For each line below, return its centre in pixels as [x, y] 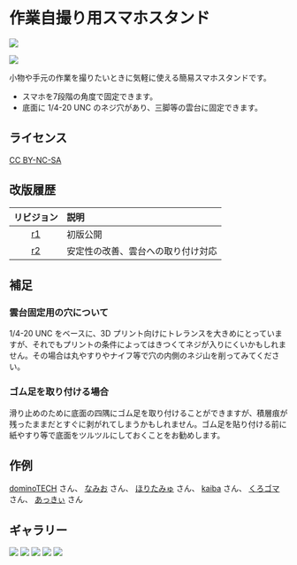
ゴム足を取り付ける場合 [59, 392]
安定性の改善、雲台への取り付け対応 [142, 251]
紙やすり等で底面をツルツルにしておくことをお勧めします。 [117, 435]
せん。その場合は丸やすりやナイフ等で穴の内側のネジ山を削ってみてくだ [141, 356]
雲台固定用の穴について [59, 313]
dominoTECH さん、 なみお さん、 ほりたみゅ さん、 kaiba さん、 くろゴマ [145, 489]
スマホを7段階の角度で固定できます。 [89, 96]
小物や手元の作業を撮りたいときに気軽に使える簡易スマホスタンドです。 [140, 77]
